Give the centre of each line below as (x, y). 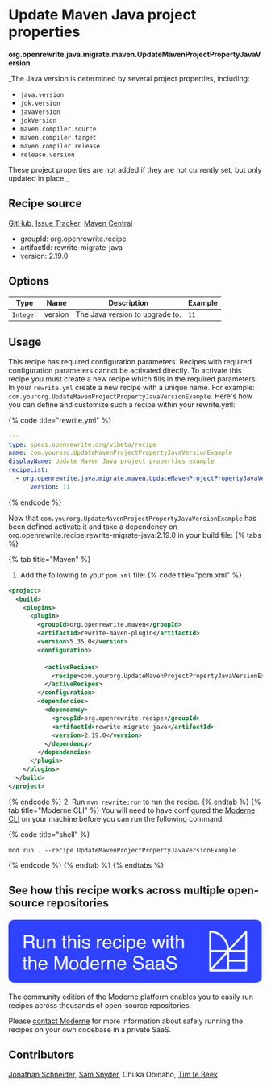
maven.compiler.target (58, 137)
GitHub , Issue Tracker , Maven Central (71, 223)
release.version (47, 155)
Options (29, 281)
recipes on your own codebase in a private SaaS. (90, 1029)
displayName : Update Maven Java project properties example (112, 461)
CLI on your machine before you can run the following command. (116, 818)
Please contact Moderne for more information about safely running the (126, 1021)
